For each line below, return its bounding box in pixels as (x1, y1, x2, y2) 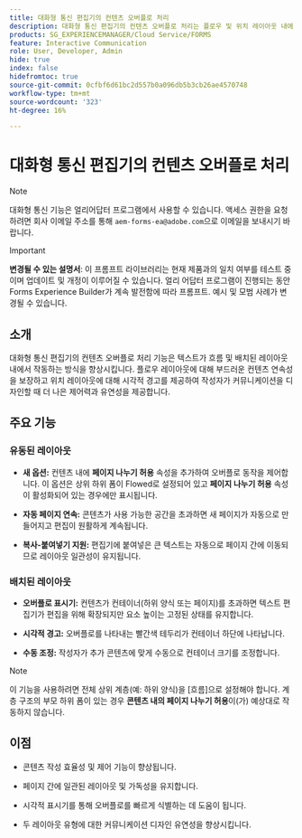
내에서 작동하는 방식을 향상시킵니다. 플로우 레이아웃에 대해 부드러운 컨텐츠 (9, 363, 270, 374)
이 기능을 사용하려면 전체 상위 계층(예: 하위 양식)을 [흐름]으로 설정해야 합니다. (9, 683, 281, 694)
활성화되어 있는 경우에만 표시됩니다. (32, 489, 158, 500)
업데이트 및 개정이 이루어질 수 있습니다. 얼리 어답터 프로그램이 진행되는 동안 (25, 275, 291, 286)
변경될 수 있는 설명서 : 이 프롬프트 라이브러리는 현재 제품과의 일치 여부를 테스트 (9, 264, 282, 275)
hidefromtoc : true (9, 72, 78, 81)
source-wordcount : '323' (9, 97, 103, 107)
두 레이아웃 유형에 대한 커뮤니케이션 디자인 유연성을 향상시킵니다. (22, 819, 252, 830)
